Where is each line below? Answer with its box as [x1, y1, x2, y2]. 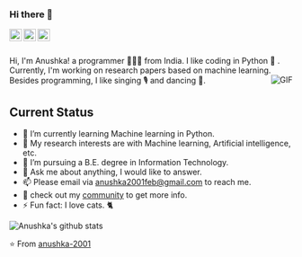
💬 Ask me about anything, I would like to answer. [22, 166, 202, 178]
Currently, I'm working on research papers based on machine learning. [9, 65, 271, 75]
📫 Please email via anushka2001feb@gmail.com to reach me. [22, 177, 252, 188]
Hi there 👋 [9, 8, 54, 21]
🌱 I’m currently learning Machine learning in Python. [22, 128, 216, 139]
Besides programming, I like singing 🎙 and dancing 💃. [9, 75, 207, 86]
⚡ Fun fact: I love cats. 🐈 [22, 199, 114, 210]
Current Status [9, 104, 94, 120]
